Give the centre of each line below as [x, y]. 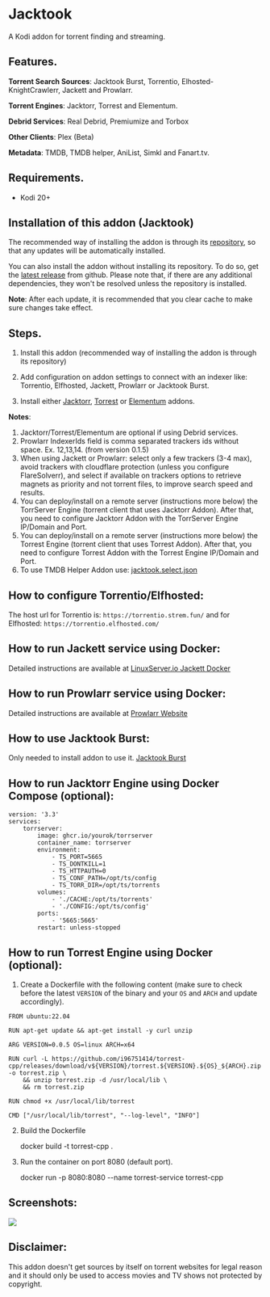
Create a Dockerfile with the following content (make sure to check [131, 985]
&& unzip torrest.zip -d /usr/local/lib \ [95, 1080]
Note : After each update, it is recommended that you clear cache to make [131, 299]
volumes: [52, 893]
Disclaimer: [37, 1247]
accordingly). [42, 1002]
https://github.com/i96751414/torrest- [118, 1059]
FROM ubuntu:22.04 [39, 1017]
